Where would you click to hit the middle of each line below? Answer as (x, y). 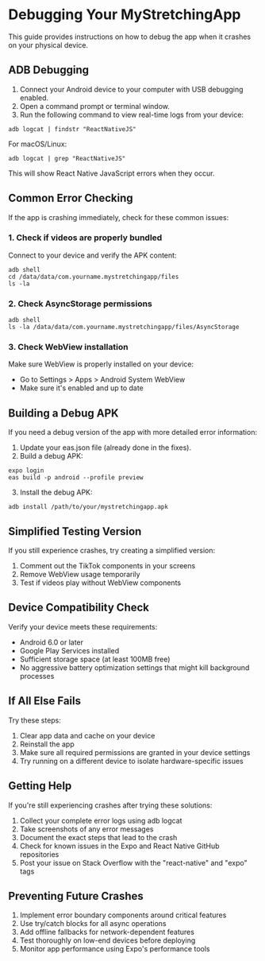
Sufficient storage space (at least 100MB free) (95, 659)
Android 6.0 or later (52, 642)
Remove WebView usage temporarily (80, 575)
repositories (39, 854)
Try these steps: (35, 720)
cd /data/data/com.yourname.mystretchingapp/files (94, 277)
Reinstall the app (47, 744)
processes (37, 676)
